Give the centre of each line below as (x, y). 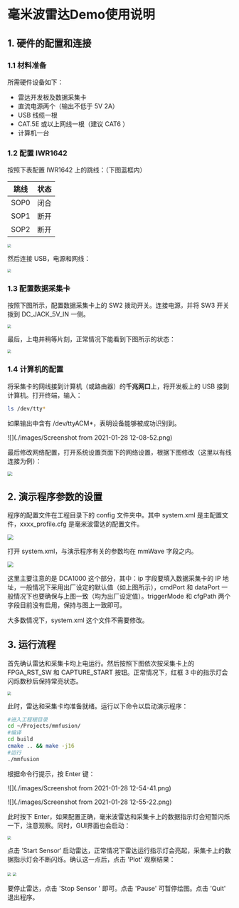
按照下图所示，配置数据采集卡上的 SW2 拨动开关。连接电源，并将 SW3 (111, 305)
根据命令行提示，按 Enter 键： (51, 773)
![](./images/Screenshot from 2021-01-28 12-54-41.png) (90, 788)
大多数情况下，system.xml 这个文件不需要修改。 (78, 620)
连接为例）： (25, 461)
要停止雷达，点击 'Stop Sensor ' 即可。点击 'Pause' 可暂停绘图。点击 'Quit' (117, 888)
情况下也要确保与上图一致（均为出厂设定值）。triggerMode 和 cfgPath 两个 (122, 596)
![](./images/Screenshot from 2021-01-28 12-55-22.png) (90, 802)
